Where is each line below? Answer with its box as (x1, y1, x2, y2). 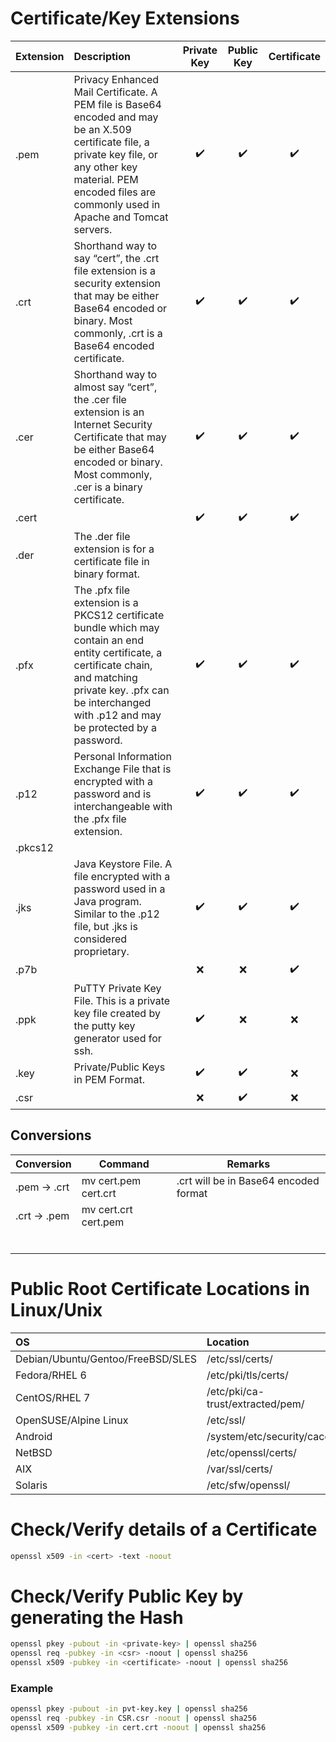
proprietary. (73, 944, 130, 958)
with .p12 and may (73, 708, 162, 722)
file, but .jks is (73, 919, 138, 933)
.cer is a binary (73, 480, 143, 494)
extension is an (73, 405, 145, 419)
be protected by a (73, 720, 157, 734)
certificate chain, (73, 658, 153, 672)
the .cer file (73, 392, 127, 406)
